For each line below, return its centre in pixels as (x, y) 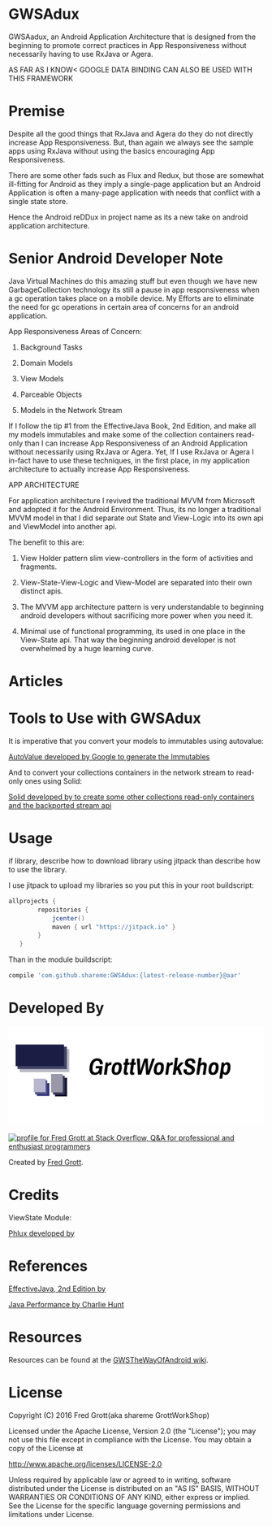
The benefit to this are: (47, 542)
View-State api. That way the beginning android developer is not (128, 640)
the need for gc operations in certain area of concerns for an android (124, 307)
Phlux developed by (41, 1233)
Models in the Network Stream (71, 410)
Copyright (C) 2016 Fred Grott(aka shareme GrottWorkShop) (109, 1415)
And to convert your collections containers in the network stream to (121, 772)
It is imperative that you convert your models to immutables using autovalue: (136, 741)
